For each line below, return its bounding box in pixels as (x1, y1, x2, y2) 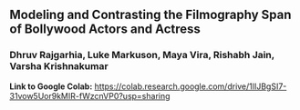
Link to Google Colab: (9, 81, 93, 92)
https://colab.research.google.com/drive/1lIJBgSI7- (94, 81, 287, 92)
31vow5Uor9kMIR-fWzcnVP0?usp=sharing (9, 90, 171, 101)
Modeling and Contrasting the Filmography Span (9, 7, 292, 23)
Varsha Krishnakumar (9, 60, 109, 73)
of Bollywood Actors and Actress (9, 22, 201, 37)
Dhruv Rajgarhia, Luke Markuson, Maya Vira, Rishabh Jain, (9, 49, 275, 62)
